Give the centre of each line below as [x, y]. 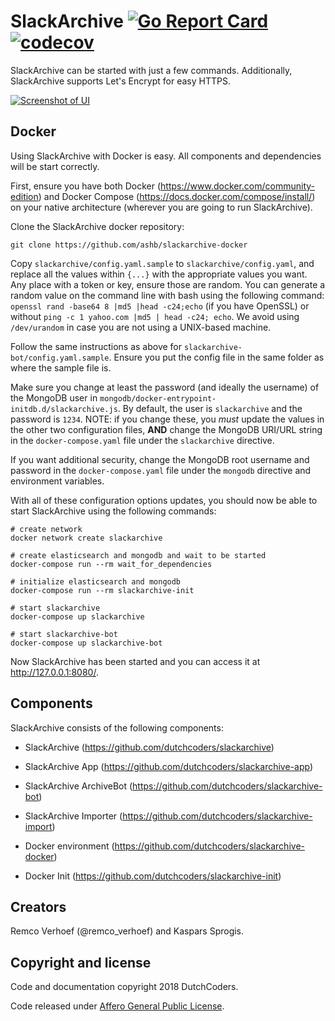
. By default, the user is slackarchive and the [210, 408]
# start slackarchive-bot [64, 634]
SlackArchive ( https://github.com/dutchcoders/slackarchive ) [149, 747]
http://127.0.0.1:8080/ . [54, 672]
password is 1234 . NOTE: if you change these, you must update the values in [167, 419]
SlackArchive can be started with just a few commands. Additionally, [151, 70]
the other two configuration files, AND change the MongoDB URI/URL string [166, 429]
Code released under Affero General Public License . [117, 1006]
